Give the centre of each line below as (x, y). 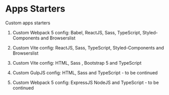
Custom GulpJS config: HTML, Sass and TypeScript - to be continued (85, 73)
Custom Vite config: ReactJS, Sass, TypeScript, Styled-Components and (88, 47)
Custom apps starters (28, 23)
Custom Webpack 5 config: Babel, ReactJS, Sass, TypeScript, (77, 32)
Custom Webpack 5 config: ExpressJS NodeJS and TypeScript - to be (86, 82)
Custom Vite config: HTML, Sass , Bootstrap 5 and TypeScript (77, 63)
